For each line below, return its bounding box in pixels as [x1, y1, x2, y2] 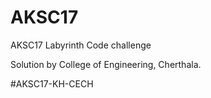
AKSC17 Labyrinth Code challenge [10, 39, 152, 51]
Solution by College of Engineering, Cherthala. [10, 58, 202, 70]
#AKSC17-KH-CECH [10, 77, 94, 90]
